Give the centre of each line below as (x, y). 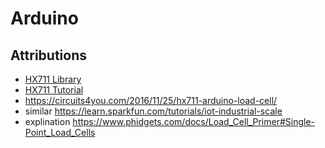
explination (47, 121)
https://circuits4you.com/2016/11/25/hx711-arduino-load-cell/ (151, 100)
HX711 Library (53, 79)
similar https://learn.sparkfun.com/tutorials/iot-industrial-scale (153, 111)
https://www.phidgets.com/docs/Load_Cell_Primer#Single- (194, 121)
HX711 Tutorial (54, 90)
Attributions (49, 55)
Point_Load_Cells (60, 132)
